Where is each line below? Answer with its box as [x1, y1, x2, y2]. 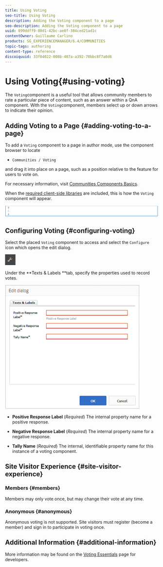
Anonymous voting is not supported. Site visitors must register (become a [5, 519, 153, 525]
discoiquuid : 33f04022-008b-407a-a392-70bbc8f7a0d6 [5, 54, 112, 59]
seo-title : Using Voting [5, 13, 55, 18]
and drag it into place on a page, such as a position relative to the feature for [5, 166, 159, 172]
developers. [5, 556, 29, 562]
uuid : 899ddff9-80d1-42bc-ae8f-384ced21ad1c [5, 28, 97, 34]
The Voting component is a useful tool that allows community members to [5, 92, 152, 98]
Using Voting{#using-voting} [5, 76, 126, 87]
